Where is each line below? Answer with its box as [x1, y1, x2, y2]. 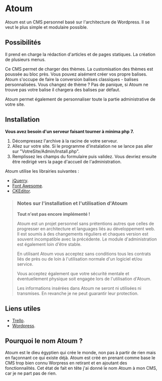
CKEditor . [12, 188, 32, 194]
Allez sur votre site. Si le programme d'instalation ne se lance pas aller [12, 143, 153, 149]
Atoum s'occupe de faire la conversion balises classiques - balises [5, 76, 139, 82]
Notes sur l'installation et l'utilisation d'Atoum [17, 200, 128, 207]
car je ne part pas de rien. [5, 370, 57, 376]
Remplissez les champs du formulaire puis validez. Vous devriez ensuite [12, 153, 157, 159]
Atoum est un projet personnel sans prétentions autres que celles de [17, 221, 154, 226]
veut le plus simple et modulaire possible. [5, 24, 88, 30]
